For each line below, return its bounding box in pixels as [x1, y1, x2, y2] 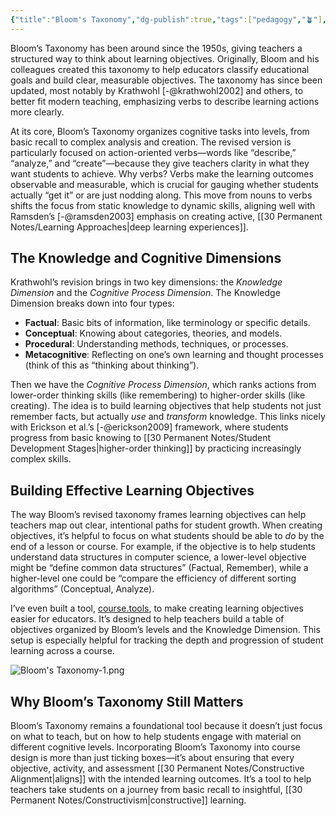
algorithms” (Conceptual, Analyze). [10, 583, 155, 595]
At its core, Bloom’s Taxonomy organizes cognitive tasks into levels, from [10, 125, 310, 137]
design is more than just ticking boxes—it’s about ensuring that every [10, 752, 295, 764]
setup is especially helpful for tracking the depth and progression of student [10, 634, 324, 646]
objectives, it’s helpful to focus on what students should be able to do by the [10, 530, 325, 542]
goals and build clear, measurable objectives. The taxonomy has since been [10, 74, 323, 86]
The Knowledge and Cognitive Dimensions [10, 250, 282, 267]
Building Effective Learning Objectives [10, 482, 255, 499]
